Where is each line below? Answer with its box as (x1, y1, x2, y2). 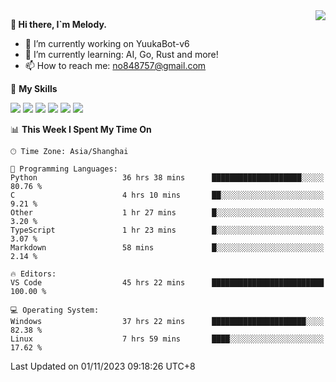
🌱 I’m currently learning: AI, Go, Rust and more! (24, 49, 219, 60)
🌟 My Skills (10, 83, 58, 94)
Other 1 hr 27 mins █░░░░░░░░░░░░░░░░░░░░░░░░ (10, 208, 325, 218)
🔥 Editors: (10, 269, 57, 279)
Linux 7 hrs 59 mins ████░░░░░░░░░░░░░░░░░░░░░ (10, 334, 325, 344)
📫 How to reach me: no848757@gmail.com (24, 60, 207, 71)
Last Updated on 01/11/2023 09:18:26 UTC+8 (10, 360, 196, 372)
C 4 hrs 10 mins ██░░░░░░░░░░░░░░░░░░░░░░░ (10, 190, 325, 200)
